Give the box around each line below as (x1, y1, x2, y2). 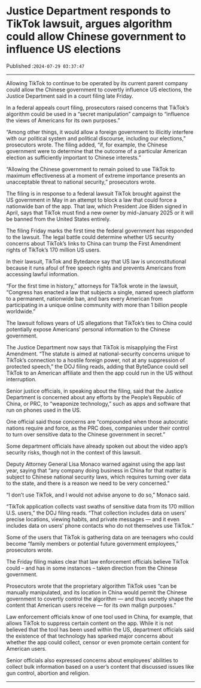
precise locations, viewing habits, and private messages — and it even (6, 515, 179, 523)
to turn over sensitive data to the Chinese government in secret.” (6, 430, 166, 438)
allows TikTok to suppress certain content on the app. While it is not (6, 620, 173, 627)
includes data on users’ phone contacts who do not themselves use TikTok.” (6, 522, 194, 529)
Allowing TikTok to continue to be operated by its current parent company (6, 79, 188, 86)
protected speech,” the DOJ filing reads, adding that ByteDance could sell (6, 363, 188, 370)
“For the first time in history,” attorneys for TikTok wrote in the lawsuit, (6, 282, 179, 289)
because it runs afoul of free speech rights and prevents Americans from (6, 264, 186, 271)
